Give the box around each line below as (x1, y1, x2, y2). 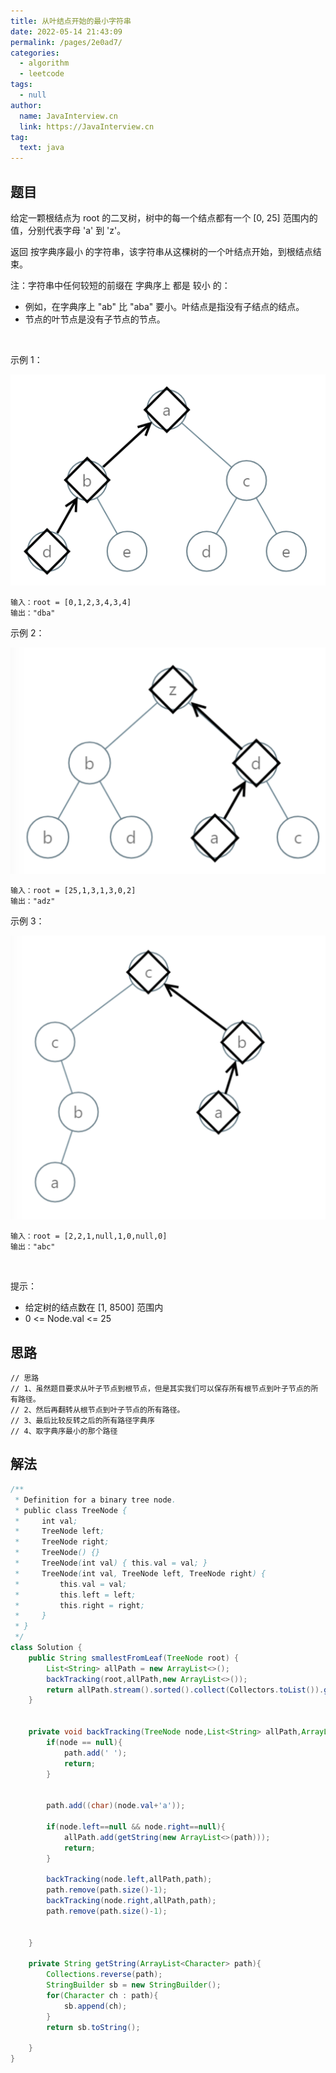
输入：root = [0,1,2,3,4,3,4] (10, 597, 132, 607)
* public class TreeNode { (14, 1505, 128, 1515)
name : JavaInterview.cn (19, 111, 118, 121)
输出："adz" (10, 896, 56, 906)
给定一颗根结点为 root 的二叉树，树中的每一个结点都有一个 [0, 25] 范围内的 (10, 211, 318, 224)
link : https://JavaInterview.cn (19, 121, 155, 132)
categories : (10, 48, 60, 58)
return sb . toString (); (46, 2022, 141, 2032)
